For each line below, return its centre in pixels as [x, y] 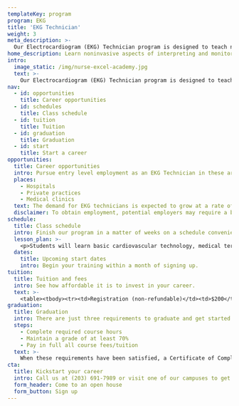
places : [25, 179]
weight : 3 [22, 34]
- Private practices [51, 193]
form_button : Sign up [46, 391]
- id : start [32, 147]
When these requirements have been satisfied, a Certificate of [117, 358]
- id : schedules [38, 107]
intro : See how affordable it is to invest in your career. [105, 286]
